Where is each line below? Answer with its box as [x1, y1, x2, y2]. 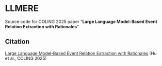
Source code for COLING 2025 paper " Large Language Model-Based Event [5, 19, 158, 24]
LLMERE [5, 3, 39, 14]
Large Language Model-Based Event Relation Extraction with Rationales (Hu [5, 50, 157, 56]
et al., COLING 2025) [5, 55, 47, 61]
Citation [5, 38, 30, 46]
